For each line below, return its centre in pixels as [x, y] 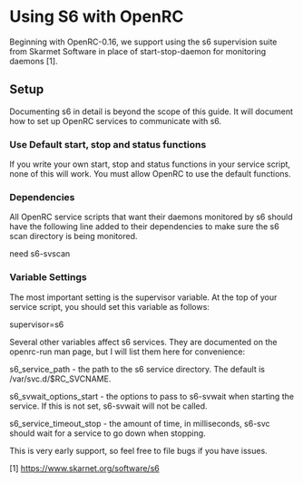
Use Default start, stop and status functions [108, 144]
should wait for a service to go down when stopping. [108, 433]
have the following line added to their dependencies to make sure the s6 [144, 227]
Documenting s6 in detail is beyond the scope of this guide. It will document [151, 111]
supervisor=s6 [37, 324]
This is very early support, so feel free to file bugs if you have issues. [138, 450]
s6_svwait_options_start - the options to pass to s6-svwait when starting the [152, 396]
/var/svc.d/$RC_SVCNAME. [60, 379]
